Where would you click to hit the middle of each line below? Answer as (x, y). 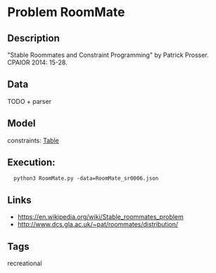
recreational (25, 263)
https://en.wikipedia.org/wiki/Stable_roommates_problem (101, 217)
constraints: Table (33, 140)
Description (33, 38)
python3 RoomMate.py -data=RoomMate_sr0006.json (86, 179)
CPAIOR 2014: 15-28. (38, 62)
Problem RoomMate (66, 12)
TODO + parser (29, 101)
